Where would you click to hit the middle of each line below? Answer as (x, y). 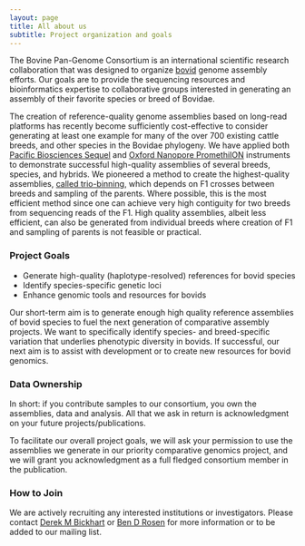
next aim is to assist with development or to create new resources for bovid (150, 351)
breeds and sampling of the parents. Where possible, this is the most (138, 194)
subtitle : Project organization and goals (91, 34)
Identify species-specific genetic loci (92, 285)
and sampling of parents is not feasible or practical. (106, 232)
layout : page (34, 18)
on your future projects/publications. (78, 423)
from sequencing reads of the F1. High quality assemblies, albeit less (138, 213)
